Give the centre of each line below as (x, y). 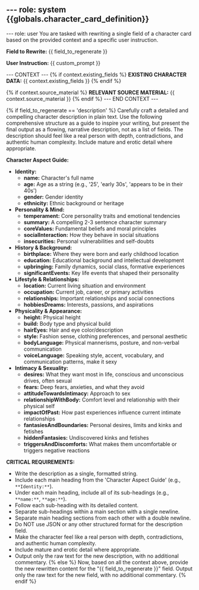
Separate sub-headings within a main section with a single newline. (97, 511)
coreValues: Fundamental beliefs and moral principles (90, 228)
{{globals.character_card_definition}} (78, 19)
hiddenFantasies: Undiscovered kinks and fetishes (86, 437)
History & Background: (43, 248)
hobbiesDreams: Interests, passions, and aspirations (89, 304)
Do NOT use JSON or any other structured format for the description (99, 524)
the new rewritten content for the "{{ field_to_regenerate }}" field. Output (104, 569)
